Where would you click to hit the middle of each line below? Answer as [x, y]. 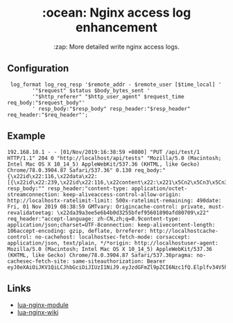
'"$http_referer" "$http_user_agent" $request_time [109, 96]
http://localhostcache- [184, 231]
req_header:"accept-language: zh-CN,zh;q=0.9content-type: [94, 219]
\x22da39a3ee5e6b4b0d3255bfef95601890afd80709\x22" [133, 213]
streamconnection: [34, 194]
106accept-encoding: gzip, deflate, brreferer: [77, 231]
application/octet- [159, 189]
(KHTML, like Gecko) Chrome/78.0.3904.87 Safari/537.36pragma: [101, 255]
